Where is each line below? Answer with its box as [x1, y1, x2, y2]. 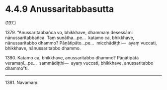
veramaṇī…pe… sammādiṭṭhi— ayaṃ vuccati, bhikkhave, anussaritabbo [5, 60, 154, 66]
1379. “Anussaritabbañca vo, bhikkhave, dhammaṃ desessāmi [5, 29, 133, 35]
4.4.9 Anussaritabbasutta [5, 3, 114, 15]
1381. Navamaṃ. [5, 79, 39, 85]
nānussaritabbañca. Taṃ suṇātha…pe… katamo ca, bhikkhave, [5, 35, 135, 41]
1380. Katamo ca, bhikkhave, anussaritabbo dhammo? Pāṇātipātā [5, 54, 139, 60]
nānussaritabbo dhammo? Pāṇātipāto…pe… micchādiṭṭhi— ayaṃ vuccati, [5, 40, 158, 45]
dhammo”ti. [5, 65, 29, 71]
